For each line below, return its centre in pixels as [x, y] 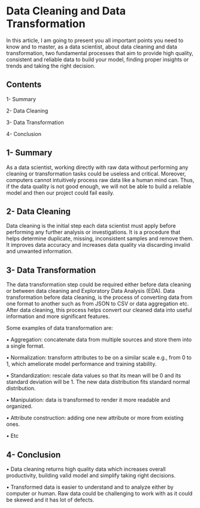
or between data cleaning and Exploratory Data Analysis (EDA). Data [91, 291]
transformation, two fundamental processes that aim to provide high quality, [100, 53]
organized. [19, 406]
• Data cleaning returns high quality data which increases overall [86, 469]
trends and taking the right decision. [51, 66]
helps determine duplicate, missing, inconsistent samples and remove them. [100, 238]
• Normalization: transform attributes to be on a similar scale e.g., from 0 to [99, 358]
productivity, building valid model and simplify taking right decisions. [91, 475]
